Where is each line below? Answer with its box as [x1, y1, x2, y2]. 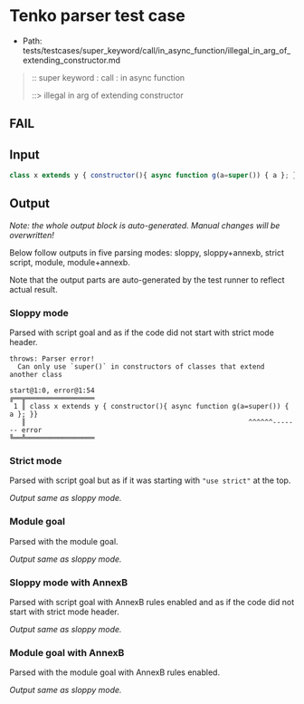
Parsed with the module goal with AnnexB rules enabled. [9, 667, 220, 678]
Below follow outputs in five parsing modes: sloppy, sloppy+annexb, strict [9, 246, 285, 258]
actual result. [9, 284, 58, 294]
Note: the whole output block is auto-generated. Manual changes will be [9, 219, 280, 231]
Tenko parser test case [9, 5, 185, 26]
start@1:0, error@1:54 [9, 386, 95, 395]
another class [9, 371, 63, 380]
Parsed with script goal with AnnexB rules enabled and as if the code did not [9, 597, 295, 608]
